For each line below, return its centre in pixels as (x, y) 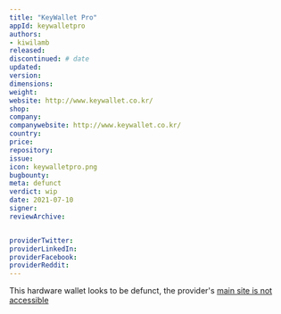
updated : (25, 68)
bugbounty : (29, 175)
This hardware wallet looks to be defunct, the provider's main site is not (141, 291)
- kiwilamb (29, 42)
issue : (21, 158)
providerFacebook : (43, 257)
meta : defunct (36, 184)
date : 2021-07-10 (41, 200)
